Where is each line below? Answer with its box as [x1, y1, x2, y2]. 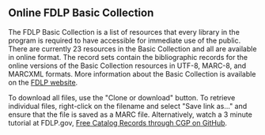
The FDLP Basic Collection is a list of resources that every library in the [8, 27, 240, 36]
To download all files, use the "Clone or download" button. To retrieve [8, 92, 236, 102]
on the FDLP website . [8, 77, 78, 87]
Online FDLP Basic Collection [8, 6, 154, 20]
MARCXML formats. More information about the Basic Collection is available [8, 69, 256, 78]
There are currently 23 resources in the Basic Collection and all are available [8, 43, 257, 54]
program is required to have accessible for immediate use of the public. [8, 36, 241, 45]
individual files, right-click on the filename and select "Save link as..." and [8, 101, 248, 111]
